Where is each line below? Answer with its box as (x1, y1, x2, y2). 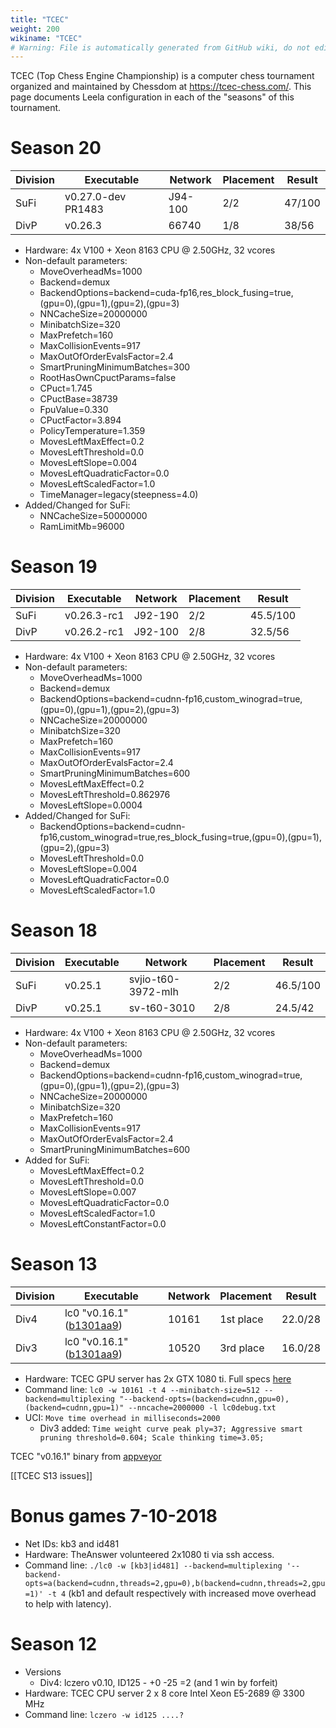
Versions (24, 1666, 62, 1678)
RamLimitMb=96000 (39, 521, 125, 533)
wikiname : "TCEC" (10, 33, 83, 43)
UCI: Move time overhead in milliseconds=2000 (24, 1412, 221, 1423)
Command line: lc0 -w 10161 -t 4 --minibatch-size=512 (24, 1384, 260, 1395)
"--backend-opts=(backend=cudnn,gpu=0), (119, 1394, 290, 1404)
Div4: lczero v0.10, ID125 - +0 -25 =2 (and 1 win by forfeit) (39, 1676, 278, 1688)
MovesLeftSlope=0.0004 (39, 799, 143, 811)
